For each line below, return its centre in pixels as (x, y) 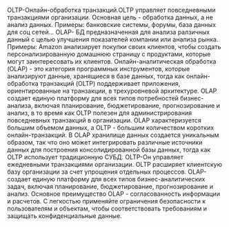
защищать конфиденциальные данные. (64, 216)
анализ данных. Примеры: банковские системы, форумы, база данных (111, 25)
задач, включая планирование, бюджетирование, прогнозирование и (110, 187)
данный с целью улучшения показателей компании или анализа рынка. (113, 39)
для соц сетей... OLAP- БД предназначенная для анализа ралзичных (109, 32)
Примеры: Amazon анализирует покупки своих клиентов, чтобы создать (114, 47)
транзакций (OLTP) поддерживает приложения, (110, 83)
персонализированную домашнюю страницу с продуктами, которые (109, 54)
